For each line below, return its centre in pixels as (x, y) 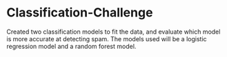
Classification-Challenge (80, 13)
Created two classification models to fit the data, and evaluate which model (113, 32)
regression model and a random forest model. (71, 46)
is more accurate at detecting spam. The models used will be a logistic (107, 38)
